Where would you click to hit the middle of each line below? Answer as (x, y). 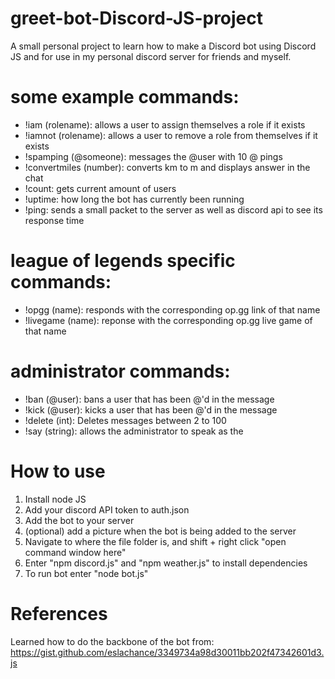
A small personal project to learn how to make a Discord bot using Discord (163, 46)
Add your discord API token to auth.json (107, 509)
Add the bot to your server (79, 520)
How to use (58, 471)
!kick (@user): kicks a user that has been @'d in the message (151, 409)
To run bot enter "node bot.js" (86, 573)
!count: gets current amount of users (100, 188)
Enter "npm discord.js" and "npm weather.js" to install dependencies (166, 563)
